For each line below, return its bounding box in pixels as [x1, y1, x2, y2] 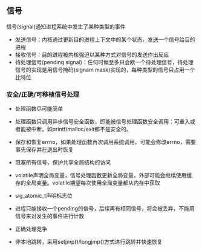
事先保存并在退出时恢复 [15, 146, 74, 153]
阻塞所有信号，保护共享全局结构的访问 [15, 159, 111, 166]
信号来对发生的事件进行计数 [15, 212, 85, 220]
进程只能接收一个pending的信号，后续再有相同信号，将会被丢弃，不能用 [15, 205, 195, 212]
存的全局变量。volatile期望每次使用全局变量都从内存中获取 [15, 179, 160, 186]
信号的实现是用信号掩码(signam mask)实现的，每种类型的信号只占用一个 [15, 66, 195, 73]
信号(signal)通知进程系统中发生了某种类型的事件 [6, 23, 126, 30]
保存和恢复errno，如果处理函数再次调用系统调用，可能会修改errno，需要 [15, 139, 197, 146]
